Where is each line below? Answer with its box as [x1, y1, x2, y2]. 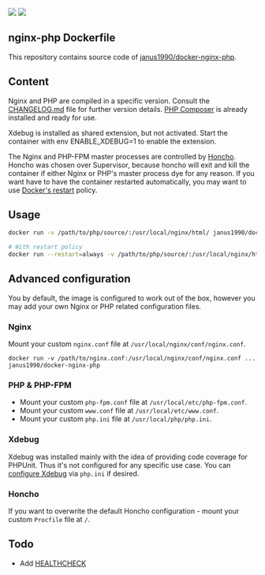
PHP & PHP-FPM [8, 379, 73, 390]
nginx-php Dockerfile [8, 32, 116, 45]
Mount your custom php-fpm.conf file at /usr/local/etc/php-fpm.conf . [19, 398, 247, 407]
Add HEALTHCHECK [19, 558, 87, 568]
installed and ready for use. [8, 113, 97, 122]
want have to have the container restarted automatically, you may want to [8, 177, 247, 186]
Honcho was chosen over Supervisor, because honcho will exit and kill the [8, 160, 250, 170]
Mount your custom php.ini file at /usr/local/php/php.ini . [19, 414, 212, 424]
